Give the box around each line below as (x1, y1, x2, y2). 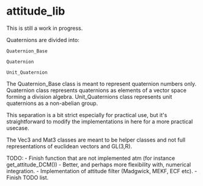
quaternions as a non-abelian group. (6, 99, 98, 107)
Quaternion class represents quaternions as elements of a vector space (6, 87, 186, 94)
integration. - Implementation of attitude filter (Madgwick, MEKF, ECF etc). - (6, 167, 197, 174)
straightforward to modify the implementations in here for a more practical (6, 118, 193, 125)
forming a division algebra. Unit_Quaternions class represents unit (6, 93, 172, 100)
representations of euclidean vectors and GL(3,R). (6, 142, 133, 150)
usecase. (6, 124, 29, 132)
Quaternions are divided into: (6, 36, 79, 43)
